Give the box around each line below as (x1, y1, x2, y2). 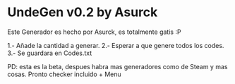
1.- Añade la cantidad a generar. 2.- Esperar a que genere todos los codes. (7, 41, 224, 49)
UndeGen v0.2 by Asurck (7, 4, 158, 20)
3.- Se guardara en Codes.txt (7, 49, 92, 57)
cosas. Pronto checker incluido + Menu (7, 70, 121, 78)
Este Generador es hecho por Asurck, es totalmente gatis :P (7, 28, 181, 36)
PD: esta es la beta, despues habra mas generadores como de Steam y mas (7, 62, 228, 71)
